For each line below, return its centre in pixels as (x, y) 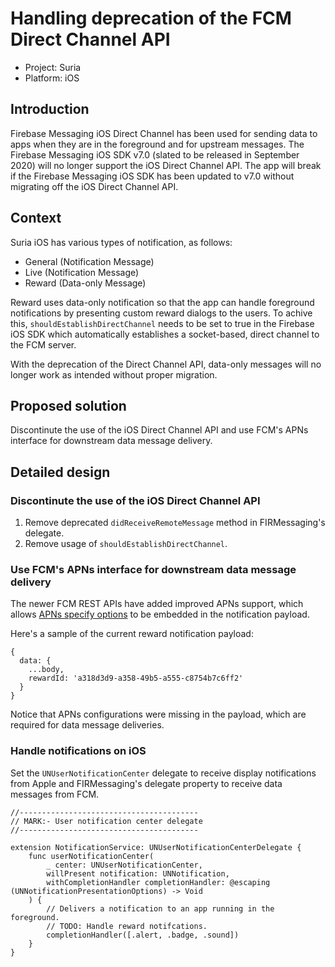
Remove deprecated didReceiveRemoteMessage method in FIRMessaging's (175, 523)
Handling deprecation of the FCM (151, 18)
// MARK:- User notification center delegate (106, 821)
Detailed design (60, 472)
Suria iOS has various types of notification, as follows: (121, 242)
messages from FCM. (55, 794)
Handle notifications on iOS (78, 751)
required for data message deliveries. (87, 725)
